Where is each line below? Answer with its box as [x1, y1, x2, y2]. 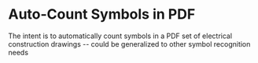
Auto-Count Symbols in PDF [8, 5, 196, 23]
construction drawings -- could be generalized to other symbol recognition [8, 39, 251, 48]
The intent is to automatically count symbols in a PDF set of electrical [8, 31, 233, 40]
